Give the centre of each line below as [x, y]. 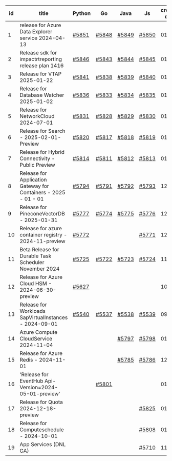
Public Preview [37, 165]
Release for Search [42, 131]
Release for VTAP [41, 74]
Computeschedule [42, 429]
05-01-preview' [40, 394]
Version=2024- [39, 387]
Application [33, 180]
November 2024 [40, 269]
